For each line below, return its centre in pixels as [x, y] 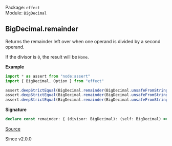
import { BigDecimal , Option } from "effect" [55, 81]
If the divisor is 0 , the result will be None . [47, 57]
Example [15, 67]
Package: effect [23, 7]
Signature [16, 109]
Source [13, 129]
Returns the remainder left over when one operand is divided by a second [83, 41]
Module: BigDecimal [26, 13]
